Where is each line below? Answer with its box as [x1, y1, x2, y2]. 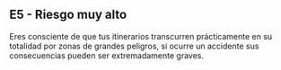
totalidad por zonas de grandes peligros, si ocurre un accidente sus [9, 40, 259, 51]
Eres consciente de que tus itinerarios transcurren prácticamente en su [9, 31, 273, 41]
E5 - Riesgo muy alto [9, 7, 127, 22]
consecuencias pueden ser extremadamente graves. [9, 49, 205, 61]
